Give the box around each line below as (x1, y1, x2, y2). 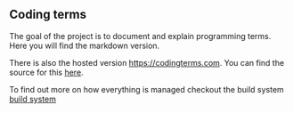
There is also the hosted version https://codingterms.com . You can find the (9, 57, 285, 68)
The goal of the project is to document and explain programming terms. (9, 30, 272, 41)
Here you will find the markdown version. (9, 40, 160, 51)
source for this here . (9, 67, 84, 77)
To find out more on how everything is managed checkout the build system (9, 84, 285, 94)
